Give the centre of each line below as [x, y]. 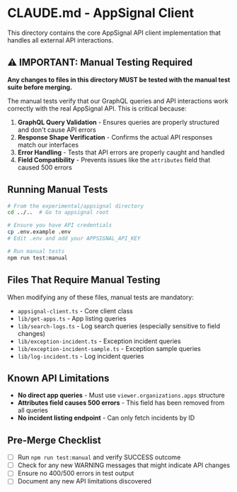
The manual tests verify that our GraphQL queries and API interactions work [118, 101]
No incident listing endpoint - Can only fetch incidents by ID [106, 418]
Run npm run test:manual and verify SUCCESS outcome [99, 457]
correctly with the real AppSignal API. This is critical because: [97, 108]
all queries [33, 410]
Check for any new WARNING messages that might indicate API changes [124, 465]
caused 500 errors [45, 167]
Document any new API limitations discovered [85, 481]
